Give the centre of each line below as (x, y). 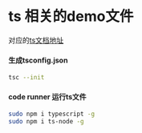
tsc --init (26, 78)
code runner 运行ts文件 (47, 96)
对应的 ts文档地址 (36, 40)
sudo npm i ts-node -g (46, 122)
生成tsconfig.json (38, 60)
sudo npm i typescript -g (51, 114)
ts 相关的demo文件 (71, 16)
